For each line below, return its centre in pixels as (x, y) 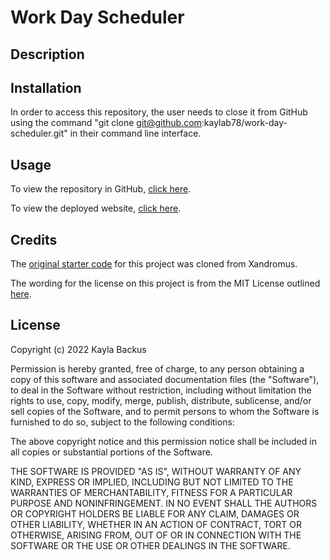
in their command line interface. (135, 133)
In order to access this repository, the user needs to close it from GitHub (159, 112)
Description (47, 54)
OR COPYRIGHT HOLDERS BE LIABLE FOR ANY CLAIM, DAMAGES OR (155, 513)
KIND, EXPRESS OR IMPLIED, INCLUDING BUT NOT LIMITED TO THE (152, 482)
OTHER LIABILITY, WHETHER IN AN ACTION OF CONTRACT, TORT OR (156, 524)
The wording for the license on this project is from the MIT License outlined (165, 283)
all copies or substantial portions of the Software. (111, 452)
